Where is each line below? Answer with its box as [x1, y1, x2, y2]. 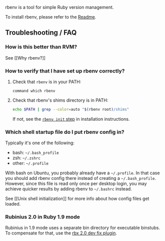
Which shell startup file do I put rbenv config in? [5, 128, 124, 135]
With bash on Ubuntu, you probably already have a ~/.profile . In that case [5, 170, 160, 176]
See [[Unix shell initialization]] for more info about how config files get [5, 195, 149, 202]
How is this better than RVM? [5, 44, 77, 51]
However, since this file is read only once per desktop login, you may [5, 180, 147, 187]
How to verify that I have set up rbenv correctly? [5, 67, 125, 74]
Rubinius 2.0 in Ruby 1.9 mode [5, 213, 80, 220]
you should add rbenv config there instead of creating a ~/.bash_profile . [5, 175, 156, 181]
